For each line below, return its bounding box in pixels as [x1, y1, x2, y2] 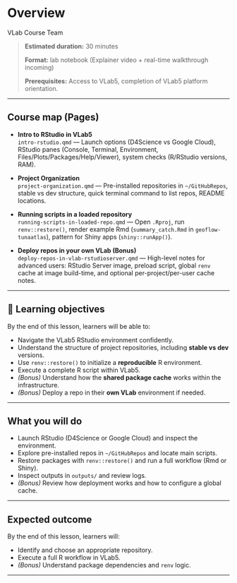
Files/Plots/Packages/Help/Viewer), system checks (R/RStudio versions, [17, 152, 227, 161]
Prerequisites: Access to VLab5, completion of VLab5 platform [24, 76, 208, 85]
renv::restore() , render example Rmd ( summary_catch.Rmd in [17, 224, 194, 234]
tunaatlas [17, 234, 47, 241]
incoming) [24, 63, 54, 71]
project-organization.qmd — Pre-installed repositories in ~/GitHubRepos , [17, 181, 228, 190]
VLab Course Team [7, 28, 63, 37]
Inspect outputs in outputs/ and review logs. [17, 471, 147, 480]
